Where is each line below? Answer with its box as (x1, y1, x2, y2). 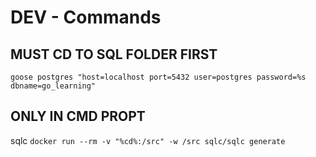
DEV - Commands (10, 6, 162, 29)
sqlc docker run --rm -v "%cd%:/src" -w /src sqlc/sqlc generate (10, 134, 286, 146)
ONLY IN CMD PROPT (10, 108, 146, 125)
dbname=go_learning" (10, 81, 97, 91)
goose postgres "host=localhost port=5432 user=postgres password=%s (10, 72, 307, 82)
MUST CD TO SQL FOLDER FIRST (10, 46, 218, 63)
